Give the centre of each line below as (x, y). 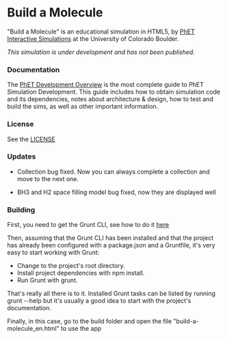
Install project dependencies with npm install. (81, 273)
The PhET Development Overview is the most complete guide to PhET (105, 85)
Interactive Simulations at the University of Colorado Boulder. (93, 38)
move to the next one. (48, 178)
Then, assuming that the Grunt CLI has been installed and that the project (110, 238)
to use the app (81, 329)
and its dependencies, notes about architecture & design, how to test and (110, 99)
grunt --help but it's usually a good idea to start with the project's (99, 301)
